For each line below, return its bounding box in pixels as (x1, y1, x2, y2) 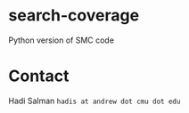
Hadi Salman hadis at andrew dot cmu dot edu (8, 95, 181, 106)
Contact (8, 66, 70, 86)
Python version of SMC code (8, 35, 115, 45)
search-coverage (8, 5, 140, 26)
